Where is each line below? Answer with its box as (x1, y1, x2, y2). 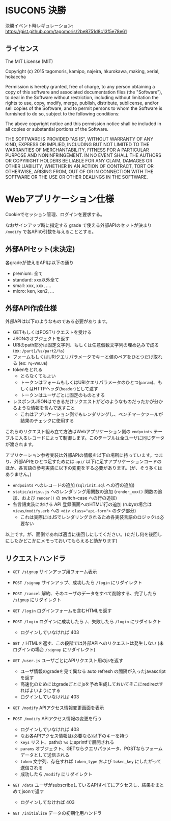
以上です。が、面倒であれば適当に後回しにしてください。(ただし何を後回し (5, 531, 162, 537)
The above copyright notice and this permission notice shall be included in (5, 121, 161, 127)
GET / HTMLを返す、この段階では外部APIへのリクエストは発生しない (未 (12, 640, 164, 646)
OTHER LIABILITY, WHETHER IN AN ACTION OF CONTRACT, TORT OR (5, 163, 154, 169)
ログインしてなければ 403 (20, 799, 75, 805)
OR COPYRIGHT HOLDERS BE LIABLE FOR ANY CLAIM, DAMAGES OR (5, 157, 153, 163)
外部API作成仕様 (5, 303, 57, 312)
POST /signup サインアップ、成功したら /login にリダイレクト (12, 579, 142, 585)
